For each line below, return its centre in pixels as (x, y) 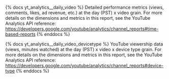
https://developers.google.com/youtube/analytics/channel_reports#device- (84, 66)
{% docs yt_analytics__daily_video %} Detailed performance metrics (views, (84, 7)
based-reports (20, 34)
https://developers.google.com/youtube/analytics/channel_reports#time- (82, 29)
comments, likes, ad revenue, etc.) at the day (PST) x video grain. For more (84, 13)
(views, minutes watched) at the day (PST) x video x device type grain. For (83, 49)
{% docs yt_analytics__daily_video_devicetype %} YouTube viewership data (84, 44)
